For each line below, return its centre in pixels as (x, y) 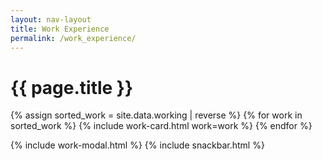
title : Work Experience (60, 29)
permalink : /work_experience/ (73, 38)
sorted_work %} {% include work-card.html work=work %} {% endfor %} (161, 126)
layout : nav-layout (51, 19)
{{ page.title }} (72, 87)
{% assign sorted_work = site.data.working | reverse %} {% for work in (156, 115)
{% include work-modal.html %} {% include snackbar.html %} (137, 145)
